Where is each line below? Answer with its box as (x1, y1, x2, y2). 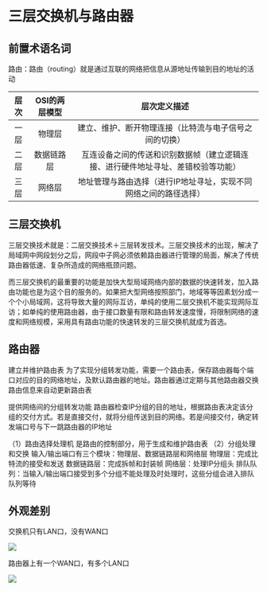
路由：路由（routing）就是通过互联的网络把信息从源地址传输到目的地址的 (8, 65, 248, 73)
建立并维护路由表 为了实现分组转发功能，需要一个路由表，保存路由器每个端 (8, 365, 254, 374)
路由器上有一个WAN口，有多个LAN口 (8, 558, 130, 568)
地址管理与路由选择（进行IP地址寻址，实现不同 (78, 176, 253, 187)
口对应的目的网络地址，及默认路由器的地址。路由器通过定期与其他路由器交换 (8, 375, 259, 385)
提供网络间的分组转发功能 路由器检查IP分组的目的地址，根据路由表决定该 (8, 401, 246, 411)
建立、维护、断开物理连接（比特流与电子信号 (77, 123, 245, 133)
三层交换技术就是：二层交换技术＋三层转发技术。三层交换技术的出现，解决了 (8, 240, 259, 249)
